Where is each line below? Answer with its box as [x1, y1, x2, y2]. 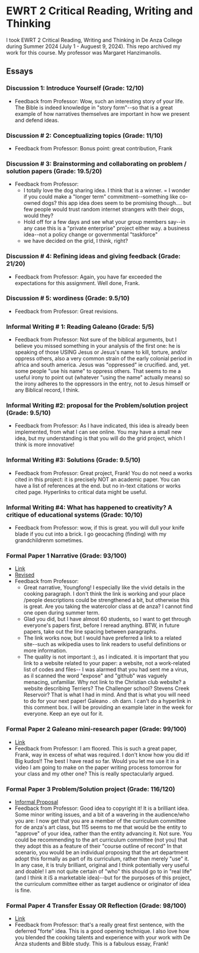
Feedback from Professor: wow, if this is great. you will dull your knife [14, 524, 185, 531]
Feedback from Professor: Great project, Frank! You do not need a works [14, 469, 192, 476]
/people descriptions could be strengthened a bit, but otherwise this [23, 597, 190, 604]
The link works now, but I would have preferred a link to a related [23, 634, 182, 642]
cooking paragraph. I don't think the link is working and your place [23, 590, 185, 597]
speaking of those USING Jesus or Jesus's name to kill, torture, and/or [14, 349, 188, 356]
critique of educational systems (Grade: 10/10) [6, 511, 143, 519]
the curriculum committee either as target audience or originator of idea [14, 880, 191, 887]
